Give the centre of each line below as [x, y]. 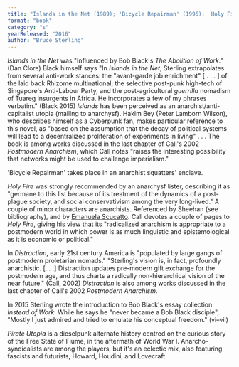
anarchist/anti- [198, 106]
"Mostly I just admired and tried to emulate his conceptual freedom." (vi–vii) [118, 320]
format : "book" [30, 21]
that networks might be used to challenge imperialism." [88, 159]
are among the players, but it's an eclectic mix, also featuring [133, 349]
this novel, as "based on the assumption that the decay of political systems [117, 129]
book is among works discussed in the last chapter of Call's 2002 [103, 144]
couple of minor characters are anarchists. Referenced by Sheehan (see [113, 209]
